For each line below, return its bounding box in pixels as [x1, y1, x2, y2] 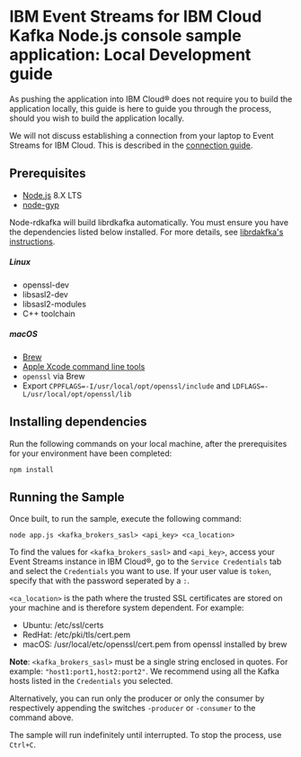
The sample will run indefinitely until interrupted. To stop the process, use [9, 730, 282, 741]
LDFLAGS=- [232, 381, 270, 391]
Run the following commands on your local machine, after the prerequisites [9, 438, 288, 449]
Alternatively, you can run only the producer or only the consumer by [9, 693, 265, 704]
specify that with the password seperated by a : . [9, 575, 190, 587]
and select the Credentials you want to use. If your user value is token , [9, 566, 272, 577]
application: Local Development [9, 45, 252, 65]
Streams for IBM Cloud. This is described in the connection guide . [9, 140, 253, 150]
